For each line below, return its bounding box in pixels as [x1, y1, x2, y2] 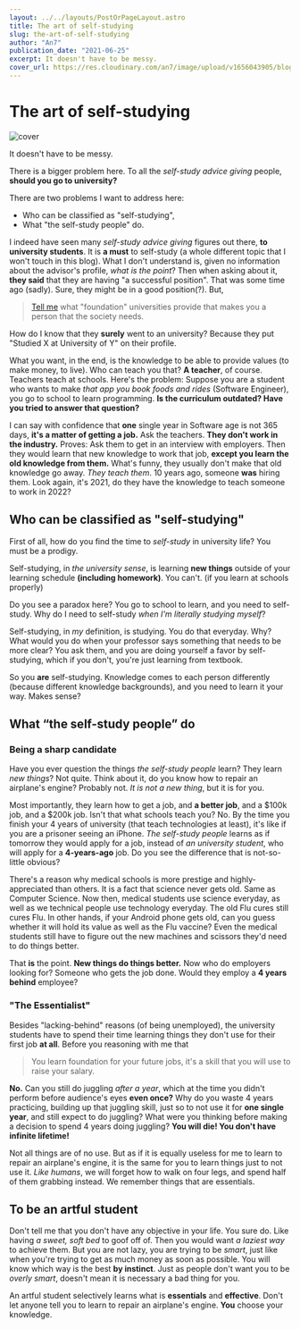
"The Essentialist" [9, 999, 91, 1012]
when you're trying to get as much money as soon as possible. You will [9, 1254, 271, 1265]
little [9, 857, 25, 868]
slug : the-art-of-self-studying [9, 29, 129, 38]
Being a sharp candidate [9, 743, 118, 755]
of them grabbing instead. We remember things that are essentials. [9, 1176, 255, 1187]
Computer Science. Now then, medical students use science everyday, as [9, 893, 281, 904]
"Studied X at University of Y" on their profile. [9, 337, 177, 349]
